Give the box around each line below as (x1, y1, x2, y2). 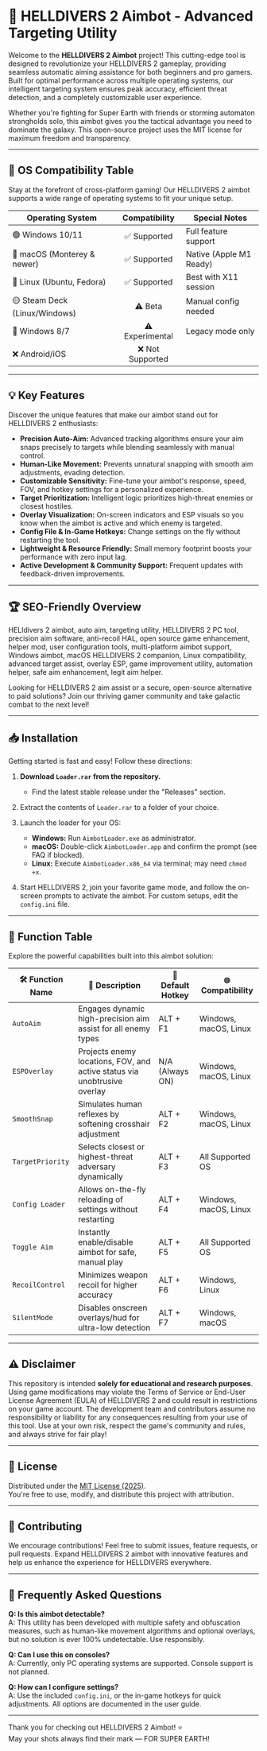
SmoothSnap (12, 1114, 53, 1123)
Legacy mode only (185, 325, 255, 336)
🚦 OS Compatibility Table (8, 164, 134, 177)
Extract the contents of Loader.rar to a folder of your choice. (19, 803, 219, 812)
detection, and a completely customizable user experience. (8, 92, 203, 102)
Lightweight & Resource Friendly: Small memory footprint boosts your (19, 544, 252, 553)
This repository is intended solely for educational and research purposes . (8, 1378, 253, 1388)
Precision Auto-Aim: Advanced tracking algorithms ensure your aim (19, 433, 244, 444)
